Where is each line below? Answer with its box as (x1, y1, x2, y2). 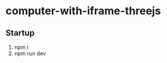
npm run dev (14, 50, 46, 57)
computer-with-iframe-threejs (5, 4, 162, 18)
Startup (5, 28, 35, 38)
